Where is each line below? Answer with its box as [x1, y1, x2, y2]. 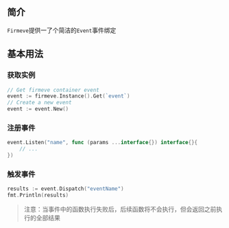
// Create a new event [7, 99, 72, 106]
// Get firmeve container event [7, 87, 99, 93]
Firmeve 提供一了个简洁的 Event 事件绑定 [7, 26, 117, 34]
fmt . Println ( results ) [7, 192, 69, 199]
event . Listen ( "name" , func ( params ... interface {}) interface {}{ [7, 139, 197, 146]
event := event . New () [7, 106, 69, 113]
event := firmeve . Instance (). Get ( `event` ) [7, 93, 130, 100]
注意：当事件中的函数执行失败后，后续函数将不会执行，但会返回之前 [23, 205, 217, 213]
